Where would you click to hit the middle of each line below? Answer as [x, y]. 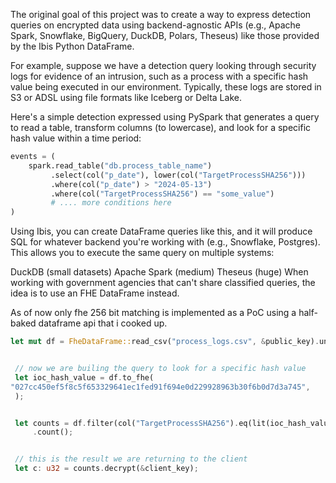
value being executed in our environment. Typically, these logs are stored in [166, 87]
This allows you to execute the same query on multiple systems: [142, 253]
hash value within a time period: [76, 138]
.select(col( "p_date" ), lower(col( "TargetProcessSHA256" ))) [178, 175]
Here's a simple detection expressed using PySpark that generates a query [165, 117]
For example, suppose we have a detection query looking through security [163, 65]
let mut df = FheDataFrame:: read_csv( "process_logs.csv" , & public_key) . [165, 342]
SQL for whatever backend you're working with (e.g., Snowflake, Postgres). [165, 242]
